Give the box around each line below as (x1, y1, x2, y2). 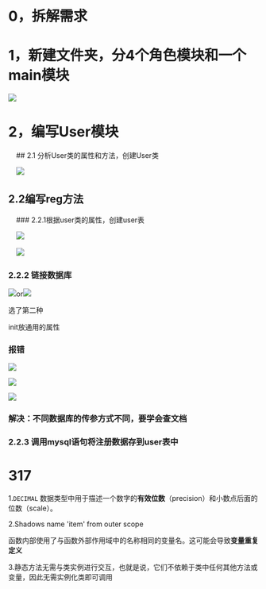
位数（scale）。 (8, 503, 57, 513)
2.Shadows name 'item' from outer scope (8, 519, 145, 529)
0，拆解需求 (8, 7, 87, 25)
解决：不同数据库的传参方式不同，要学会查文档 (8, 414, 187, 425)
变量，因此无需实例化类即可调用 (8, 572, 113, 582)
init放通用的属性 (8, 322, 60, 332)
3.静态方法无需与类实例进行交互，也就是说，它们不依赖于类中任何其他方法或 (8, 563, 258, 572)
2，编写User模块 (8, 123, 119, 141)
